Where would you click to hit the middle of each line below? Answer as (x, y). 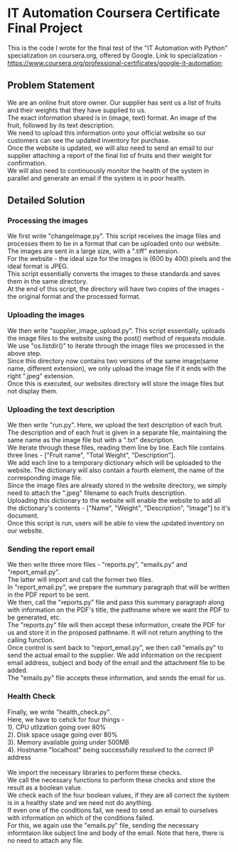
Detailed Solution (46, 201)
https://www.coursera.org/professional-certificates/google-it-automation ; (115, 63)
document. (23, 516)
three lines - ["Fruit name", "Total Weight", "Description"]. (91, 455)
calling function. (31, 640)
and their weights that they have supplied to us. (77, 110)
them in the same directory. (48, 282)
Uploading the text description (61, 409)
